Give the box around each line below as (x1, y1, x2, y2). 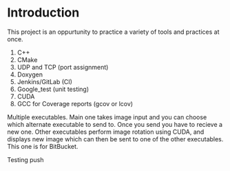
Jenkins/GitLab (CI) (17, 77, 72, 85)
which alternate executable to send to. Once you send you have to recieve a (7, 120, 222, 128)
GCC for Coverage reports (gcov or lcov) (17, 99, 133, 108)
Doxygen (17, 70, 43, 79)
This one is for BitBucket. (7, 142, 79, 150)
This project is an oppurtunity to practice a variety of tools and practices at (7, 28, 220, 36)
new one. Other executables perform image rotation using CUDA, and (7, 128, 205, 136)
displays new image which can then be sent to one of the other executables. (7, 134, 224, 143)
